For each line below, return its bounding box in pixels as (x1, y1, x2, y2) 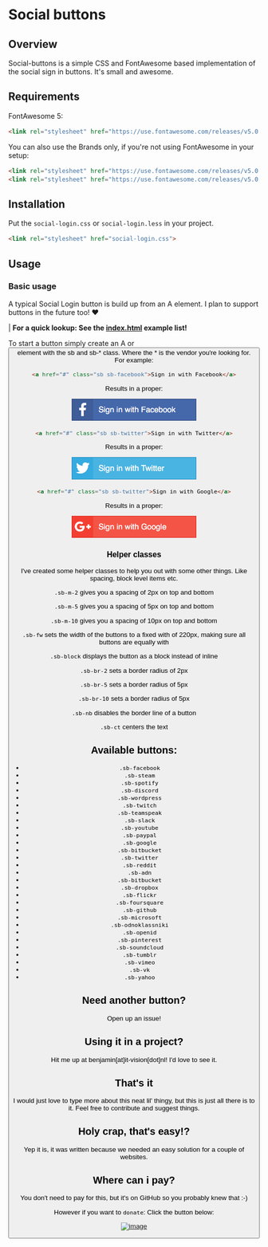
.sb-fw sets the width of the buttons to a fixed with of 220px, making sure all (22, 630, 246, 639)
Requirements (8, 90, 80, 104)
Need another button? (82, 994, 186, 1006)
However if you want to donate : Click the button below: (53, 1208, 215, 1217)
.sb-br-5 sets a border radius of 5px (79, 680, 189, 689)
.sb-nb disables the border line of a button (71, 708, 197, 717)
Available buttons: (90, 744, 178, 756)
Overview (8, 37, 58, 51)
